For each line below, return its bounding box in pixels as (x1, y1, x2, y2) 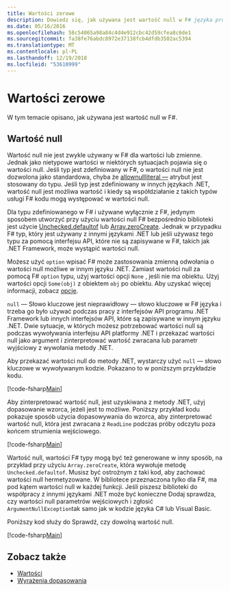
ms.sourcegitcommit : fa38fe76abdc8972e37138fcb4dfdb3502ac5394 (7, 36, 192, 42)
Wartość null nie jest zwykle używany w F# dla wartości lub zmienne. (7, 151, 203, 160)
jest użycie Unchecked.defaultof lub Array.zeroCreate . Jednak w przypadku (7, 223, 222, 231)
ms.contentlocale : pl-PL (7, 49, 78, 55)
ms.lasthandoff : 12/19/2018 (7, 55, 88, 62)
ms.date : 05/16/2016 (7, 23, 66, 29)
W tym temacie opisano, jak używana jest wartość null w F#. (7, 113, 178, 121)
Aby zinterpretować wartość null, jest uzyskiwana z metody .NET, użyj (7, 398, 205, 406)
